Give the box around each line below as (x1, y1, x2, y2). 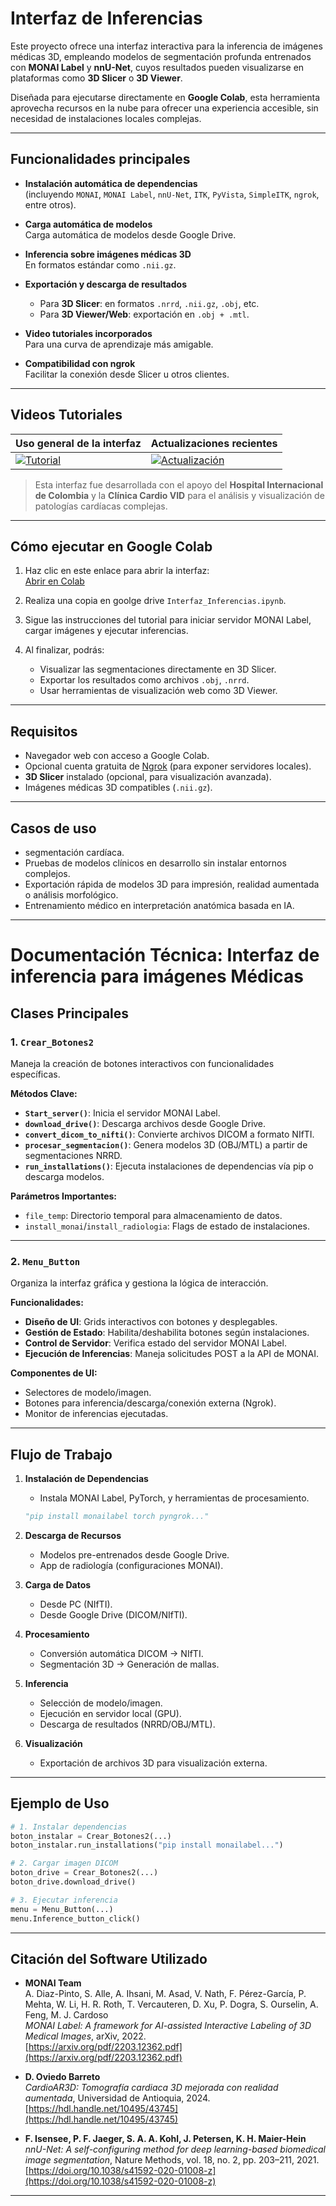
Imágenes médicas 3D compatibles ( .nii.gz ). (24, 782, 213, 794)
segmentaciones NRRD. (24, 1149, 123, 1161)
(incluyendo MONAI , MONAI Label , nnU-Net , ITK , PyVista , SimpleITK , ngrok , (24, 188, 320, 200)
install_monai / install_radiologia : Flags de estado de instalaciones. (24, 1220, 310, 1232)
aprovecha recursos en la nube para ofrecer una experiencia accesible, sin (10, 102, 319, 114)
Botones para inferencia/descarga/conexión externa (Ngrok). (24, 1397, 277, 1409)
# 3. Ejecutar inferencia (10, 1895, 118, 1905)
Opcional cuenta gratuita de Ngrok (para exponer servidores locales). (24, 760, 312, 772)
